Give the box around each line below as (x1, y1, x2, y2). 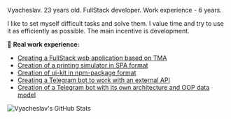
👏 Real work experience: (7, 40, 80, 48)
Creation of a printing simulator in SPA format (17, 61, 148, 69)
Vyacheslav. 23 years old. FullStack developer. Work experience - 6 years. (7, 6, 222, 14)
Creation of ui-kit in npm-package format (17, 69, 136, 77)
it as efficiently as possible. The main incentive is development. (7, 27, 190, 35)
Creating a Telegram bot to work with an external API (17, 76, 170, 84)
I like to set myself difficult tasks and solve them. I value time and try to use (7, 19, 224, 27)
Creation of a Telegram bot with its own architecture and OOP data (17, 84, 210, 91)
